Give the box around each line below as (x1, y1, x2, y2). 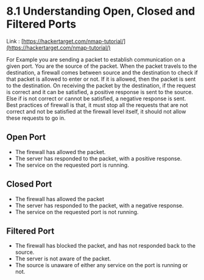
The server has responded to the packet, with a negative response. (15, 202, 184, 209)
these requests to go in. (6, 114, 66, 122)
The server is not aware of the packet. (15, 255, 111, 262)
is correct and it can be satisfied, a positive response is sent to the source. (6, 88, 194, 95)
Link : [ (6, 37, 24, 45)
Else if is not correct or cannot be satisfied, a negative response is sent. (6, 95, 186, 102)
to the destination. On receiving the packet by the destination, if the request (6, 81, 196, 89)
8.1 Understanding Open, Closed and (6, 4, 195, 18)
